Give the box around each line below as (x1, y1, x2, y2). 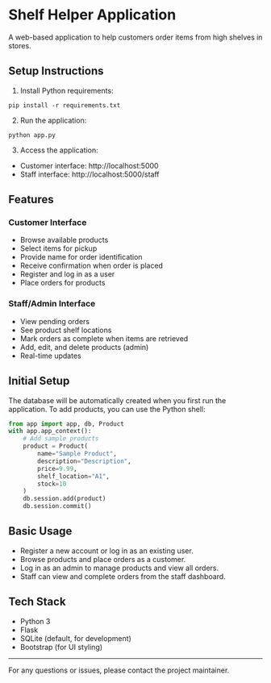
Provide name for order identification (19, 252, 143, 262)
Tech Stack (8, 595, 66, 609)
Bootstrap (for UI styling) (19, 642, 103, 652)
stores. (8, 40, 31, 50)
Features (8, 193, 54, 206)
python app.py (8, 131, 56, 139)
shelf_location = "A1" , (37, 472, 110, 481)
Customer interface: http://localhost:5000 (19, 160, 159, 170)
